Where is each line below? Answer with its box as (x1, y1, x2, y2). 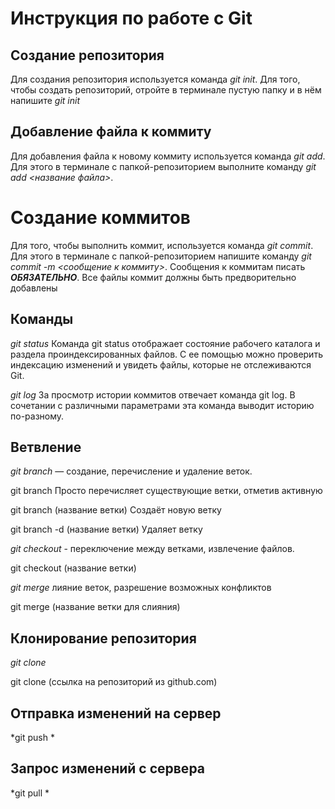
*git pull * (10, 787, 50, 799)
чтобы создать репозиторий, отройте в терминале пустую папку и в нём (10, 84, 322, 96)
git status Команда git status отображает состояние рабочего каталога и (10, 337, 321, 349)
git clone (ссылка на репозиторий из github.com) (10, 676, 218, 688)
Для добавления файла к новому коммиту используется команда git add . (10, 150, 326, 162)
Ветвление (10, 438, 82, 456)
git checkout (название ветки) (10, 562, 137, 574)
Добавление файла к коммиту (10, 123, 212, 141)
